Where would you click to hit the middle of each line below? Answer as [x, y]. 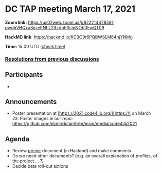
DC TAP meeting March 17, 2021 [70, 9]
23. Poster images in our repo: [42, 119]
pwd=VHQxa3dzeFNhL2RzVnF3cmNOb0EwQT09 [55, 27]
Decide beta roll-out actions [40, 166]
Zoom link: [16, 22]
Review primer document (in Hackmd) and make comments [72, 151]
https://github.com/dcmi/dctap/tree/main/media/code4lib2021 [74, 124]
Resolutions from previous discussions [52, 59]
